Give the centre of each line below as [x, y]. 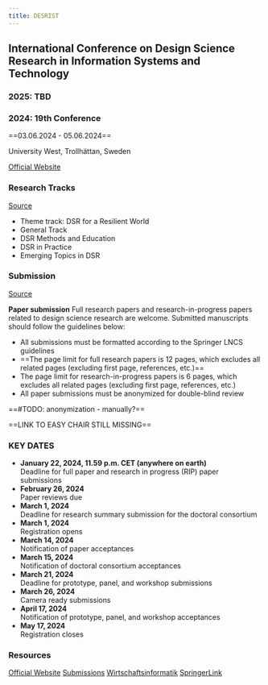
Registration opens [51, 532]
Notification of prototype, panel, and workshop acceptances [120, 617]
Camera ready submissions [65, 600]
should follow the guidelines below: [67, 326]
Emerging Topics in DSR [60, 255]
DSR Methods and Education [68, 238]
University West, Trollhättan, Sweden [70, 152]
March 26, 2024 [47, 592]
